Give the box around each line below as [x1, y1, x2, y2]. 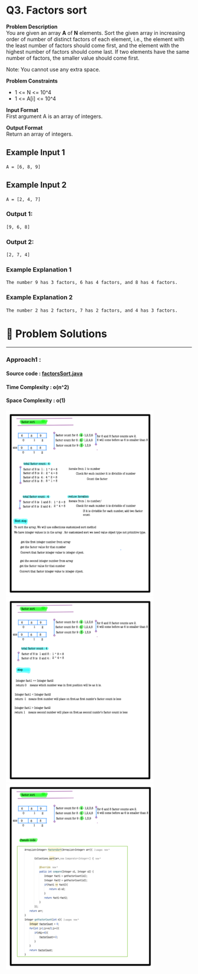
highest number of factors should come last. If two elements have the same [6, 48, 190, 55]
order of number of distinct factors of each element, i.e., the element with [6, 35, 184, 43]
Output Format [6, 124, 43, 131]
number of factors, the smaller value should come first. [6, 54, 140, 61]
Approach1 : [6, 355, 41, 364]
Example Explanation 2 [6, 293, 73, 302]
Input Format [6, 106, 38, 113]
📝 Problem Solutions [6, 327, 107, 340]
